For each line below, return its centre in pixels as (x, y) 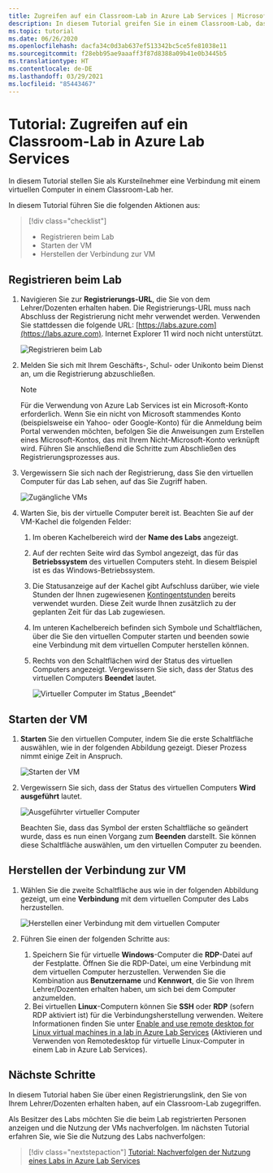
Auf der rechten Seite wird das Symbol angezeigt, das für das (135, 553)
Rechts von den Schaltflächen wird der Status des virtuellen (132, 661)
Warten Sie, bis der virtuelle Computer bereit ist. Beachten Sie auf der (137, 513)
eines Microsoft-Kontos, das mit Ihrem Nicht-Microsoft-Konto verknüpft (140, 440)
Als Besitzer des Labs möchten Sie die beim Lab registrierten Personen (127, 1119)
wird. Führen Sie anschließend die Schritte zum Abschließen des (128, 448)
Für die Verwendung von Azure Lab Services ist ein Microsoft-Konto (134, 405)
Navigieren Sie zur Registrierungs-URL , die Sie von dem (115, 299)
